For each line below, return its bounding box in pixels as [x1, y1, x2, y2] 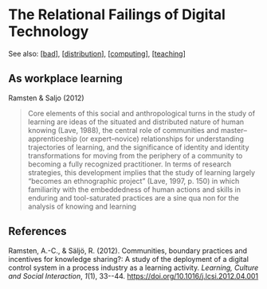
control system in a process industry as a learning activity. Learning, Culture [8, 263, 259, 272]
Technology [8, 22, 89, 41]
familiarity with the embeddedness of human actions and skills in [27, 185, 241, 194]
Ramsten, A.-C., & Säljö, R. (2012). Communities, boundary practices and [8, 245, 248, 256]
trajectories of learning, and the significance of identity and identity [27, 142, 249, 152]
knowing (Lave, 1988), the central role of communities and [27, 125, 219, 135]
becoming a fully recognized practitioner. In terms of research [27, 159, 232, 169]
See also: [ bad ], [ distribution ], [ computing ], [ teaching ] [8, 49, 186, 58]
